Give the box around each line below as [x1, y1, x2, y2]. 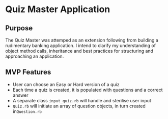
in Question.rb [12, 108, 42, 114]
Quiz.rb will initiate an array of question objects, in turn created [12, 103, 146, 109]
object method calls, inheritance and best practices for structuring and [5, 48, 154, 54]
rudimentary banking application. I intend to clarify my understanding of [5, 43, 156, 49]
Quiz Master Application [5, 4, 110, 15]
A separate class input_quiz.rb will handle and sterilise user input [12, 97, 152, 103]
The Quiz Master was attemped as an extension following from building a [5, 37, 159, 43]
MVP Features [5, 68, 51, 76]
